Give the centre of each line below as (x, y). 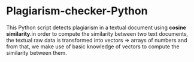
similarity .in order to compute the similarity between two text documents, (97, 33)
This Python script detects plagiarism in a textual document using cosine (96, 27)
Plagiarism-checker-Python (77, 11)
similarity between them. (37, 52)
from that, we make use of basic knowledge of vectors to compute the (93, 46)
